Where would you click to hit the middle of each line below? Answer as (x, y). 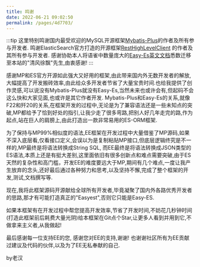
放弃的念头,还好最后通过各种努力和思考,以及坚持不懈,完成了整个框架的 (97, 170)
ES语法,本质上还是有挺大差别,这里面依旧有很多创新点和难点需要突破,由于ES (99, 155)
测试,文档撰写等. (33, 178)
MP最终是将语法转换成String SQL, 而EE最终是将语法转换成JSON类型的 (105, 148)
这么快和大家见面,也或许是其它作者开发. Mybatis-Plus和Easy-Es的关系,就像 (98, 98)
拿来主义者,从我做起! (36, 225)
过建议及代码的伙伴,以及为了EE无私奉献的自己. (63, 246)
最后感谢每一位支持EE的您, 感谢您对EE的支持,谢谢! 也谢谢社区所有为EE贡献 (98, 238)
